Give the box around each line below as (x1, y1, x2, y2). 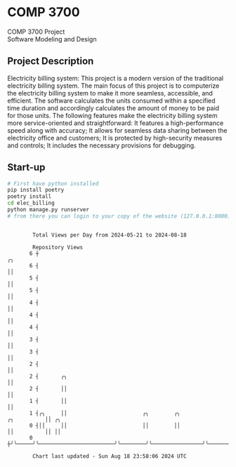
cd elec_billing (7, 199, 55, 207)
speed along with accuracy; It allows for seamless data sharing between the (7, 126, 228, 134)
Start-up (7, 162, 46, 173)
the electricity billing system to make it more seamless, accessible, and (7, 88, 213, 97)
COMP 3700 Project (7, 27, 65, 36)
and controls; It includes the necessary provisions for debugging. (7, 141, 196, 150)
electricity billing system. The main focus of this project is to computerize (7, 81, 220, 90)
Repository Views (32, 244, 83, 251)
